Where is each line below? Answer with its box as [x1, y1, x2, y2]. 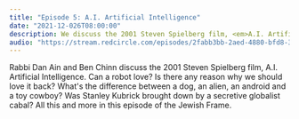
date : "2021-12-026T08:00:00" [9, 21, 122, 30]
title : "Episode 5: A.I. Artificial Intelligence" [9, 12, 201, 22]
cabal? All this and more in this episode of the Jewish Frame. [9, 99, 232, 111]
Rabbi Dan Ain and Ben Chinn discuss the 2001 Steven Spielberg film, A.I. [9, 62, 279, 73]
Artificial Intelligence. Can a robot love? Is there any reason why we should [9, 72, 283, 83]
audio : [9, 37, 34, 47]
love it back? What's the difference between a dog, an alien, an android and [9, 81, 287, 91]
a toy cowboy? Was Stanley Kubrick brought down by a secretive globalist [9, 91, 280, 101]
